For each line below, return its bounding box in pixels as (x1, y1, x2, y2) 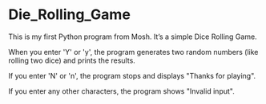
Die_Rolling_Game (8, 6, 131, 24)
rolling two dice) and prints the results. (8, 56, 136, 65)
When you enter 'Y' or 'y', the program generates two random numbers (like (8, 47, 259, 56)
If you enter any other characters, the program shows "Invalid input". (8, 86, 235, 96)
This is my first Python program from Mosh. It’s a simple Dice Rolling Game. (8, 32, 258, 41)
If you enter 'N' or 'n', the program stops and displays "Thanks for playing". (8, 71, 256, 80)
